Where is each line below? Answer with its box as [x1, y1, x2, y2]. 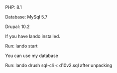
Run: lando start [5, 43, 38, 49]
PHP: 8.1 [5, 4, 22, 10]
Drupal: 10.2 [5, 23, 30, 29]
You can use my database [5, 52, 58, 58]
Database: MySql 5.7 [5, 14, 48, 19]
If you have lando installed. [5, 33, 61, 39]
